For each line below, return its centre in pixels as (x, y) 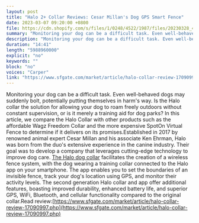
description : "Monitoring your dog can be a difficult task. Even (90, 39)
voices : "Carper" (28, 72)
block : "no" (21, 67)
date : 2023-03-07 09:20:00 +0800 (47, 22)
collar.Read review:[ (30, 201)
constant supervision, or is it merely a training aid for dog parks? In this (93, 114)
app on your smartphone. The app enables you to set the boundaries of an (97, 170)
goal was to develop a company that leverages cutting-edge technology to (97, 151)
